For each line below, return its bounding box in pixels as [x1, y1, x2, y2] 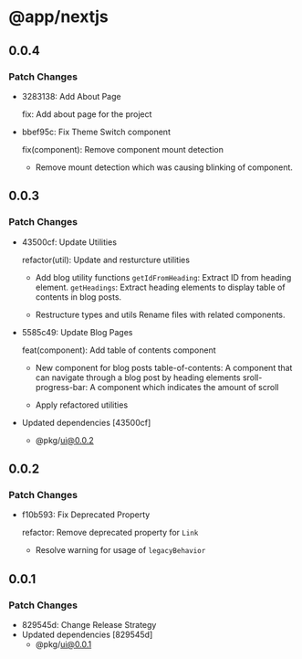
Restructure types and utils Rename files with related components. [35, 309, 286, 320]
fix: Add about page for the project [21, 108, 152, 120]
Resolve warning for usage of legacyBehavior [35, 545, 206, 556]
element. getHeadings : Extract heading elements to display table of [35, 282, 286, 292]
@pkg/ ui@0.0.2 [35, 434, 95, 445]
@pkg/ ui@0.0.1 [35, 638, 92, 650]
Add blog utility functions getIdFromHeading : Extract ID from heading [35, 271, 292, 282]
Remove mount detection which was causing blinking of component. [35, 162, 294, 173]
